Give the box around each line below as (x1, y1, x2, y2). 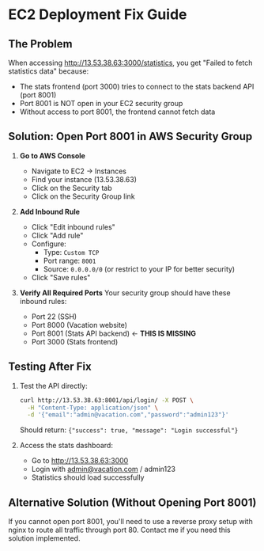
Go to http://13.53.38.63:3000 (31, 456, 129, 465)
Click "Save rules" (31, 272, 91, 282)
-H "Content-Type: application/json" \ (27, 404, 159, 412)
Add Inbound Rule (19, 207, 81, 216)
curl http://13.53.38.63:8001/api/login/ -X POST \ (19, 396, 194, 405)
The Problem (8, 37, 73, 51)
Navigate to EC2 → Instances (31, 166, 126, 176)
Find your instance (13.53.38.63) (31, 174, 137, 184)
